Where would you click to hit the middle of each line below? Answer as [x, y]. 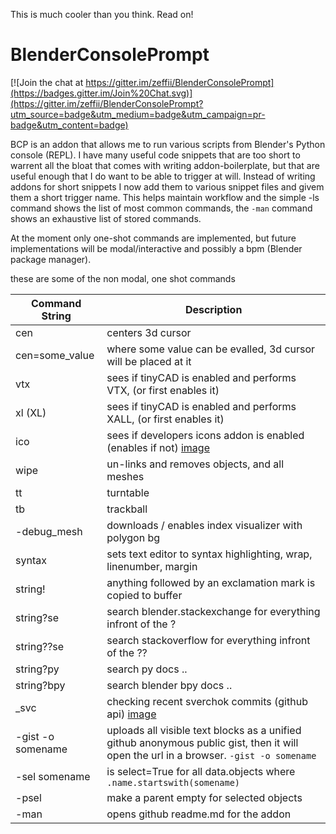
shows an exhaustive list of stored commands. [106, 218]
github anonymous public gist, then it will [202, 742]
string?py [37, 669]
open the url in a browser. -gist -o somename [211, 755]
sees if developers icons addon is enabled [205, 435]
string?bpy [40, 685]
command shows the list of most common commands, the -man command [161, 208]
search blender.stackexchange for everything [213, 611]
